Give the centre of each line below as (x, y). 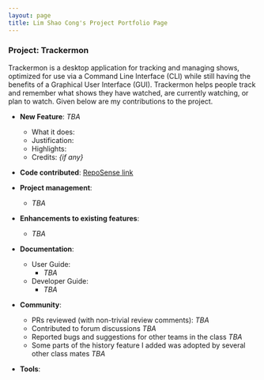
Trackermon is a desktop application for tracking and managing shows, (124, 67)
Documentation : (47, 249)
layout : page (30, 15)
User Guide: (51, 264)
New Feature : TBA (50, 116)
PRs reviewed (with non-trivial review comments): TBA (120, 320)
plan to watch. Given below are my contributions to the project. (111, 101)
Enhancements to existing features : (79, 218)
